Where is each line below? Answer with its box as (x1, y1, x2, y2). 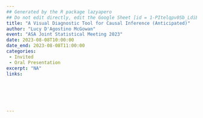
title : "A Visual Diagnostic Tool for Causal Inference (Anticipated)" (6, 20, 190, 26)
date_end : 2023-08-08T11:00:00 (6, 43, 85, 49)
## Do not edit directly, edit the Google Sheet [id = (6, 15, 147, 21)
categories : (6, 48, 36, 54)
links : (6, 71, 23, 77)
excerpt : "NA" (6, 65, 42, 71)
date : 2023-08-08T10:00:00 (6, 37, 74, 43)
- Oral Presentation (8, 59, 61, 65)
